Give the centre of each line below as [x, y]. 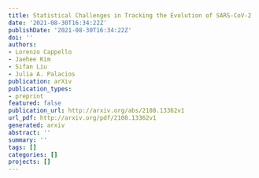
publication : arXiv [40, 81]
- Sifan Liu [28, 67]
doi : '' [21, 37]
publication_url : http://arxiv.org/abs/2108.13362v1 [96, 111]
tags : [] [22, 147]
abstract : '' [30, 132]
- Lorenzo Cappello [40, 52]
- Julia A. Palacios [42, 74]
